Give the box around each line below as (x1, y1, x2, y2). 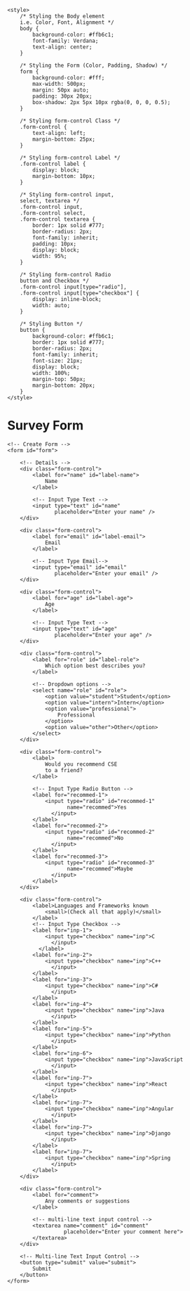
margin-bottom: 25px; (32, 136, 96, 143)
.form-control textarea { (20, 216, 96, 223)
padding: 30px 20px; (32, 93, 93, 100)
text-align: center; (32, 44, 93, 51)
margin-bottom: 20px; (32, 382, 96, 389)
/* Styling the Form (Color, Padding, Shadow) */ (20, 62, 168, 69)
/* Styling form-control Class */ (20, 117, 121, 124)
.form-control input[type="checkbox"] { (20, 290, 140, 297)
